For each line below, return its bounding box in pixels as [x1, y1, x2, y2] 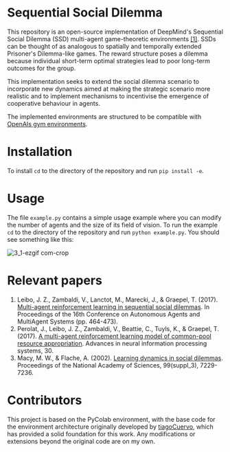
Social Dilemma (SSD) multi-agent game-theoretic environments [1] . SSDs [7, 34, 216, 43]
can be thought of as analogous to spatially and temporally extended [7, 42, 202, 50]
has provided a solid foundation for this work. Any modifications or [7, 429, 196, 438]
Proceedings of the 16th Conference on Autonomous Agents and [16, 310, 200, 318]
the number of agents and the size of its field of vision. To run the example [7, 221, 218, 229]
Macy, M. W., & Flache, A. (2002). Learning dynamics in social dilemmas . [16, 354, 223, 362]
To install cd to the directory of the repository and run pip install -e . [7, 166, 205, 174]
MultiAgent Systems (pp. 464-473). [16, 317, 118, 326]
